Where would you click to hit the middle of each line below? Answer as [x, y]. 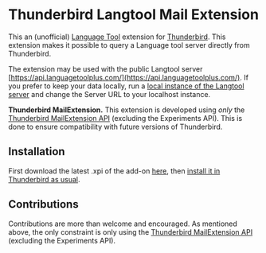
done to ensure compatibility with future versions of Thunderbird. [115, 127]
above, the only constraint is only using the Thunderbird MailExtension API [131, 232]
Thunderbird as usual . [45, 179]
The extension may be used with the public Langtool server [106, 68]
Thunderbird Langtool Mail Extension [133, 15]
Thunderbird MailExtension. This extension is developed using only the [127, 110]
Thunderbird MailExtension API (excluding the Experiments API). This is [125, 118]
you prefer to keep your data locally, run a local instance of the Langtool [126, 86]
